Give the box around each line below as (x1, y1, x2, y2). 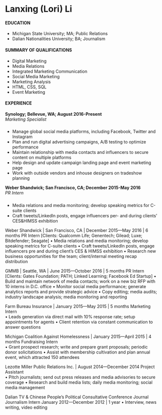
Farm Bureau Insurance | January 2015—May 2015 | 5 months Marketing (5, 303, 151, 309)
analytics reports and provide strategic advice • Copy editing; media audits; (5, 289, 158, 294)
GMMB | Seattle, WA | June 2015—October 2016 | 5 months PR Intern (5, 268, 144, 274)
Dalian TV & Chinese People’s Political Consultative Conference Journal (5, 394, 149, 400)
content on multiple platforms (12, 155, 72, 161)
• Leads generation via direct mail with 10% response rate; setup (5, 313, 136, 319)
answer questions (5, 324, 41, 330)
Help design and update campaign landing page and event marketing (12, 160, 151, 166)
